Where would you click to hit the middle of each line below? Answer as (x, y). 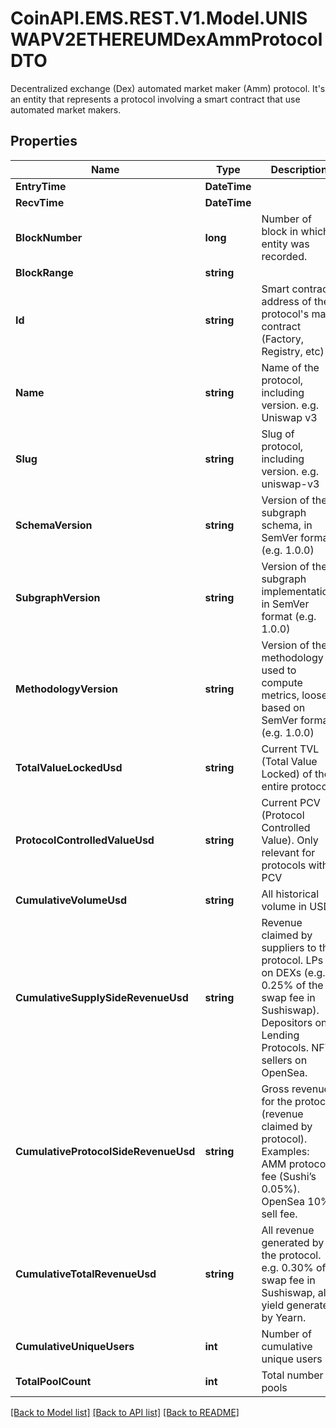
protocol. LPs (292, 960)
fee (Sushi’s (289, 1176)
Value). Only (290, 840)
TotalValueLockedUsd (69, 767)
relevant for (288, 852)
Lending (280, 1035)
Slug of (278, 434)
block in (280, 231)
